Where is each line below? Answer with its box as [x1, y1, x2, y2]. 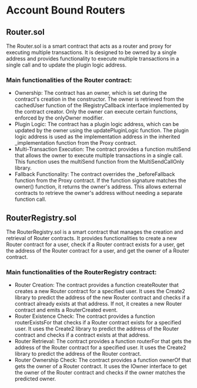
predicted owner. [14, 375, 56, 383]
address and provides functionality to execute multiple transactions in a [6, 55, 179, 62]
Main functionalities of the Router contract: [6, 76, 132, 84]
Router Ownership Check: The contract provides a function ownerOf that [14, 357, 191, 364]
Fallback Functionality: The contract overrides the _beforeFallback [14, 171, 175, 178]
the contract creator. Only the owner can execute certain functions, [14, 108, 178, 115]
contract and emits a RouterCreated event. [14, 307, 118, 314]
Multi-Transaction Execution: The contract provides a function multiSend [14, 145, 191, 153]
